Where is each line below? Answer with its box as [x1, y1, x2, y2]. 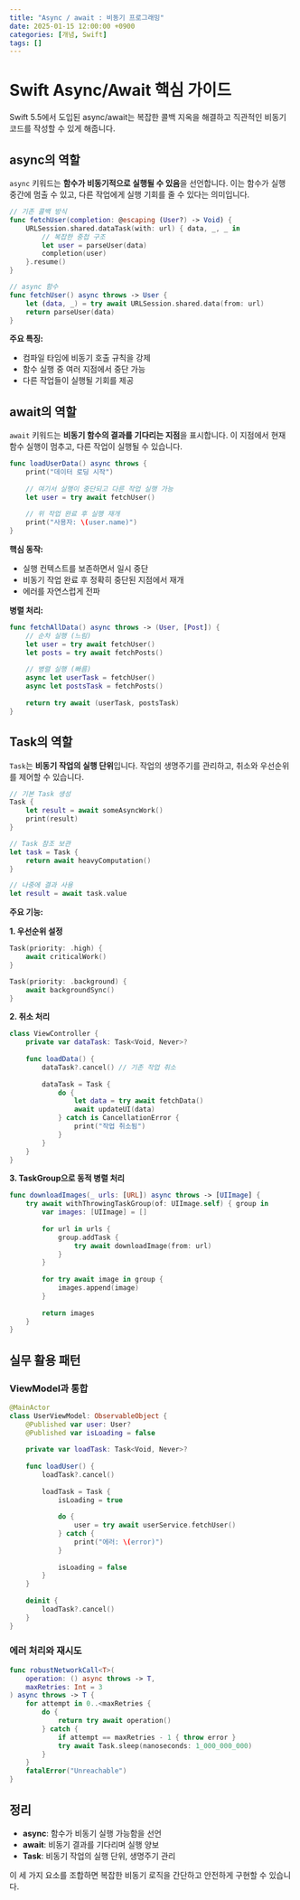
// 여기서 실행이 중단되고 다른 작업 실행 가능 [25, 484, 173, 494]
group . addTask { [57, 1233, 119, 1242]
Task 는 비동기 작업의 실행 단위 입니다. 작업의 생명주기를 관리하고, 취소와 [9, 760, 258, 771]
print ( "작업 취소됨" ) [73, 1122, 146, 1131]
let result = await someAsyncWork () [25, 806, 164, 815]
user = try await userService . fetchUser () [73, 1520, 237, 1530]
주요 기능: [9, 907, 43, 917]
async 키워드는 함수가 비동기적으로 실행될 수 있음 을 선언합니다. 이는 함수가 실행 [9, 178, 286, 188]
